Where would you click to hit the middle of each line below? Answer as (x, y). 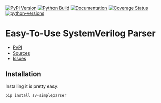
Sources (21, 53)
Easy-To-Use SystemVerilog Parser (80, 34)
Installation (23, 74)
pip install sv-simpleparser (36, 95)
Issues (19, 58)
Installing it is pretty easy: (32, 86)
